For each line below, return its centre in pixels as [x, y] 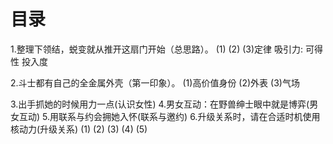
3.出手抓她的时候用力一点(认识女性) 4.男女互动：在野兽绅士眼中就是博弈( [160, 104]
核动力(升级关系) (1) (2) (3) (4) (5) [79, 129]
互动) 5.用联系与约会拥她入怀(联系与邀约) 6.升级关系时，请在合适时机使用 [169, 116]
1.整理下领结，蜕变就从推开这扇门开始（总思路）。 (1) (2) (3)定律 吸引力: [157, 49]
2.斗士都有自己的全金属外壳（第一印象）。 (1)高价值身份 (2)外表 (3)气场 [155, 82]
